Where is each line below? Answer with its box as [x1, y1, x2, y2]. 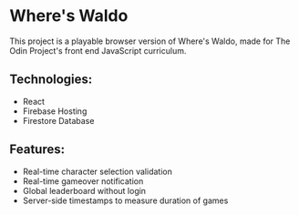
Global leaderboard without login [22, 185, 147, 196]
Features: [9, 142, 66, 158]
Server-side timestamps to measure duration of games [22, 195, 229, 206]
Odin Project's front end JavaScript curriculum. [9, 45, 187, 56]
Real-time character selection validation [22, 166, 173, 177]
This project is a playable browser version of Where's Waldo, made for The [9, 36, 291, 46]
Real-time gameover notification [22, 175, 144, 187]
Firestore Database [22, 115, 95, 126]
